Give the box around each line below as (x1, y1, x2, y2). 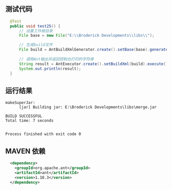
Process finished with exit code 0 (5, 132, 81, 137)
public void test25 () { (10, 24, 60, 29)
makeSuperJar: (5, 100, 36, 105)
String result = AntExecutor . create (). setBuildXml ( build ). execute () (18, 61, 168, 67)
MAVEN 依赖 (5, 146, 46, 155)
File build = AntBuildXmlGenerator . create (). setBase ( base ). (18, 47, 150, 52)
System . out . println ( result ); (18, 66, 81, 71)
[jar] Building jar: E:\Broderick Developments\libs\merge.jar (18, 104, 157, 110)
